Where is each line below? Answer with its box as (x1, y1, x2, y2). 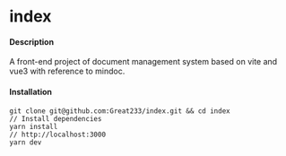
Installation (9, 86, 52, 97)
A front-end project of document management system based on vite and (9, 56, 278, 67)
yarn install (9, 122, 58, 131)
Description (9, 36, 55, 47)
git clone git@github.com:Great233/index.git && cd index (9, 106, 230, 116)
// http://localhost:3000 (9, 130, 106, 139)
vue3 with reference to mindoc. (9, 65, 126, 77)
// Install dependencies (9, 114, 102, 123)
